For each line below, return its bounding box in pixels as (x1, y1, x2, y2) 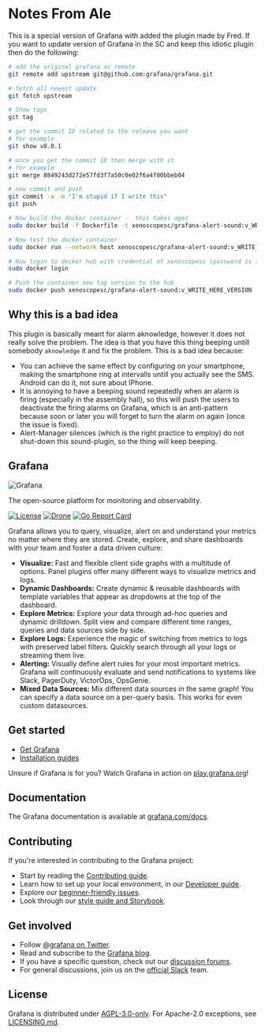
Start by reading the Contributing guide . (19, 871, 150, 880)
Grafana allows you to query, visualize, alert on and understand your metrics (8, 526, 256, 536)
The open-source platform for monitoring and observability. (8, 495, 202, 505)
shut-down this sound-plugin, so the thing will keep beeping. (19, 436, 218, 446)
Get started (8, 723, 65, 737)
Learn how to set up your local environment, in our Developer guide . (19, 879, 242, 889)
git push (8, 200, 37, 208)
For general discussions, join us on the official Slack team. (19, 965, 209, 974)
